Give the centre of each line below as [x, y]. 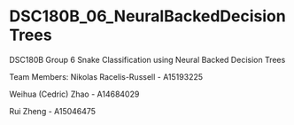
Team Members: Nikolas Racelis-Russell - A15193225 [106, 76]
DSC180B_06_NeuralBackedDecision [147, 16]
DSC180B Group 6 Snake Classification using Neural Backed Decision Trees [147, 59]
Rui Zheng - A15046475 [52, 111]
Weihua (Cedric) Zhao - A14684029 [74, 94]
